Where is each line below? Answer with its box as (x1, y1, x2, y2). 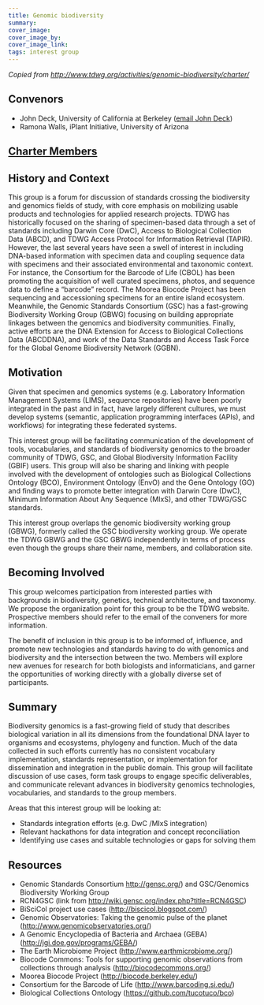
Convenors (8, 92, 65, 106)
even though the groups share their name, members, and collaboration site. (8, 543, 253, 553)
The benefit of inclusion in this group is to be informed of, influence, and (8, 635, 243, 645)
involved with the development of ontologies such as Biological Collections (8, 469, 251, 478)
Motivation (8, 366, 63, 379)
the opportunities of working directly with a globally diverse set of (8, 669, 222, 679)
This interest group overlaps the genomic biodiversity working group (8, 518, 231, 527)
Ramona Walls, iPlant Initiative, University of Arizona (19, 121, 189, 131)
